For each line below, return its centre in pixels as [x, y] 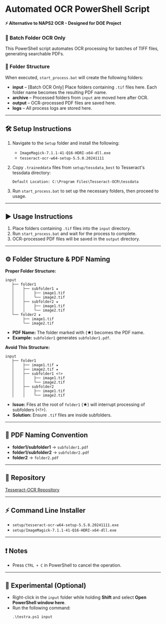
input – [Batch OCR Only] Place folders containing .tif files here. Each [84, 87]
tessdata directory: [31, 173]
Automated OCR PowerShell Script [77, 9]
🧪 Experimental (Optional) [46, 585]
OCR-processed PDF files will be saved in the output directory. [76, 239]
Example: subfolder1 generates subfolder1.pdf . [61, 338]
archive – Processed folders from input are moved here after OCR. [80, 97]
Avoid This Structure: [28, 347]
